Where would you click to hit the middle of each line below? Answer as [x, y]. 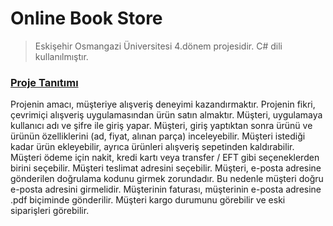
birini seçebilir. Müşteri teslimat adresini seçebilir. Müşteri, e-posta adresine [166, 168]
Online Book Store [86, 18]
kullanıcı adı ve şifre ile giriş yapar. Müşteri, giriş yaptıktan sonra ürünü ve [161, 126]
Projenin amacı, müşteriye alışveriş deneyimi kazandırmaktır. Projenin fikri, [163, 104]
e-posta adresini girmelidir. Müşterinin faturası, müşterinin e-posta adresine [166, 189]
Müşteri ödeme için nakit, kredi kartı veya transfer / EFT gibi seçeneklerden [165, 158]
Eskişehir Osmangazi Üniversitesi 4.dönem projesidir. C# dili [158, 46]
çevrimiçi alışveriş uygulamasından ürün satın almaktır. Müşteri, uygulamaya [166, 115]
